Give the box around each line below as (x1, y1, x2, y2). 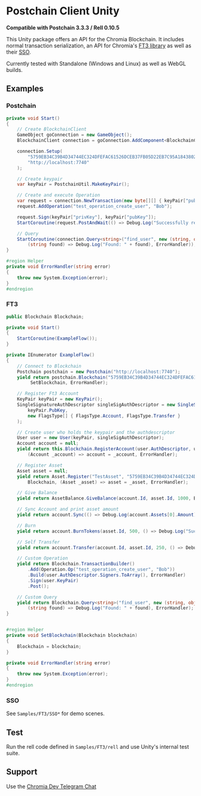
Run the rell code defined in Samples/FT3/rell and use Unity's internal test (6, 743, 190, 750)
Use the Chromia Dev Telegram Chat (6, 783, 97, 790)
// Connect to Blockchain (17, 363, 82, 369)
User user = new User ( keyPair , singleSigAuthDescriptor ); (17, 435, 165, 441)
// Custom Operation (17, 555, 68, 561)
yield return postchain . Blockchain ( (17, 374, 109, 380)
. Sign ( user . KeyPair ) (28, 577, 79, 583)
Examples (6, 84, 44, 94)
